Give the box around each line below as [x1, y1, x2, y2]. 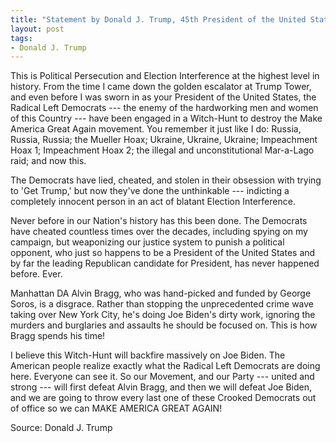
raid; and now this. [10, 155, 87, 167]
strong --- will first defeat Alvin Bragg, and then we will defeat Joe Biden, [10, 381, 312, 393]
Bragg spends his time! [10, 330, 106, 342]
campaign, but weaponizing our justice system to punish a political [10, 236, 285, 248]
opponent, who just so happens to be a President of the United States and [10, 247, 316, 259]
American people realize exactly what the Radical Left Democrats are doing [10, 360, 321, 372]
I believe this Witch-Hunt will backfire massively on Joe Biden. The [10, 349, 286, 361]
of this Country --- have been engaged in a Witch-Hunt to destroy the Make [10, 112, 323, 125]
